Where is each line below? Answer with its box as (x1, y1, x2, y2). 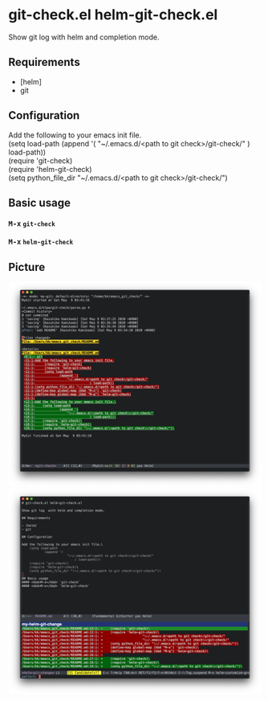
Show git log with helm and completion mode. (8, 32, 160, 42)
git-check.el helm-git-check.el (8, 6, 218, 24)
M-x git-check (8, 219, 56, 228)
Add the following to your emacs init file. (8, 130, 142, 140)
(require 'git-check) (8, 155, 73, 166)
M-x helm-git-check (8, 237, 74, 247)
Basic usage (8, 195, 71, 210)
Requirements (8, 55, 80, 69)
